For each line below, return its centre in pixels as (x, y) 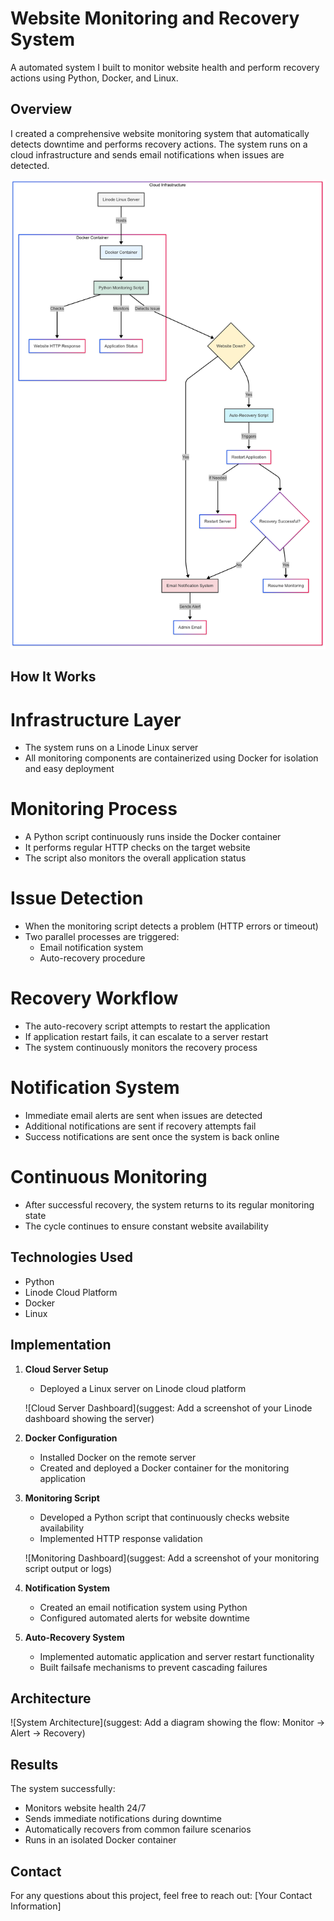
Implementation (61, 1345)
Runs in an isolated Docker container (100, 1840)
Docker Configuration (71, 1438)
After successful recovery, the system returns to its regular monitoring (169, 1204)
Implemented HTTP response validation (121, 1538)
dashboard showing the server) (89, 1418)
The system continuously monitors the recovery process (141, 1048)
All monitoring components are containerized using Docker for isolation (171, 758)
